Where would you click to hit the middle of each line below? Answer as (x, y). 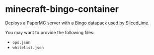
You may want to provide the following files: (50, 32)
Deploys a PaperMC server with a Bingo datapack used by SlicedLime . (77, 23)
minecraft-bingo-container (62, 9)
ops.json (21, 42)
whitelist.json (28, 48)
